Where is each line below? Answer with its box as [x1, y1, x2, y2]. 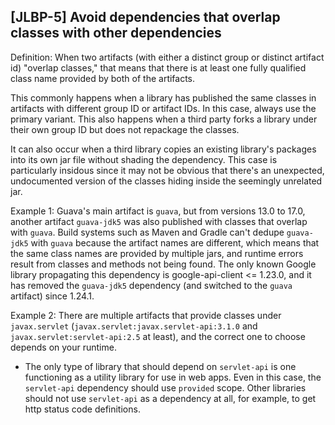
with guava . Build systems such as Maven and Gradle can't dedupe [10, 226, 285, 238]
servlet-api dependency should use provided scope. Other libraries [24, 381, 307, 394]
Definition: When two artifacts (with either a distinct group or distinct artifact [10, 51, 325, 63]
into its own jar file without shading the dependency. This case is [10, 153, 278, 165]
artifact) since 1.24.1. [10, 290, 95, 302]
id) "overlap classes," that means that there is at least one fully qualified [10, 61, 307, 74]
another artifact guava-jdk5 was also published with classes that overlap [10, 215, 308, 227]
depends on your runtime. [10, 341, 117, 353]
